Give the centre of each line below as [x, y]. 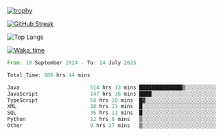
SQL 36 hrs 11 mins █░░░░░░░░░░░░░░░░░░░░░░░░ [111, 113]
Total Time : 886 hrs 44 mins [49, 75]
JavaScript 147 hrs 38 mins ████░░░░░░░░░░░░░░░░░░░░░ [111, 94]
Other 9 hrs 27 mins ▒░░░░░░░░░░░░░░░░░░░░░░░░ [111, 126]
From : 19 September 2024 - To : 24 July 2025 [72, 63]
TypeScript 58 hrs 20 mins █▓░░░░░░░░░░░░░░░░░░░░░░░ [111, 100]
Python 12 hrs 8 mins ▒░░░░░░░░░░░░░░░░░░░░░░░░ [111, 120]
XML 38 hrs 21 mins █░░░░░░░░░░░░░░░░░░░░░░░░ [111, 107]
